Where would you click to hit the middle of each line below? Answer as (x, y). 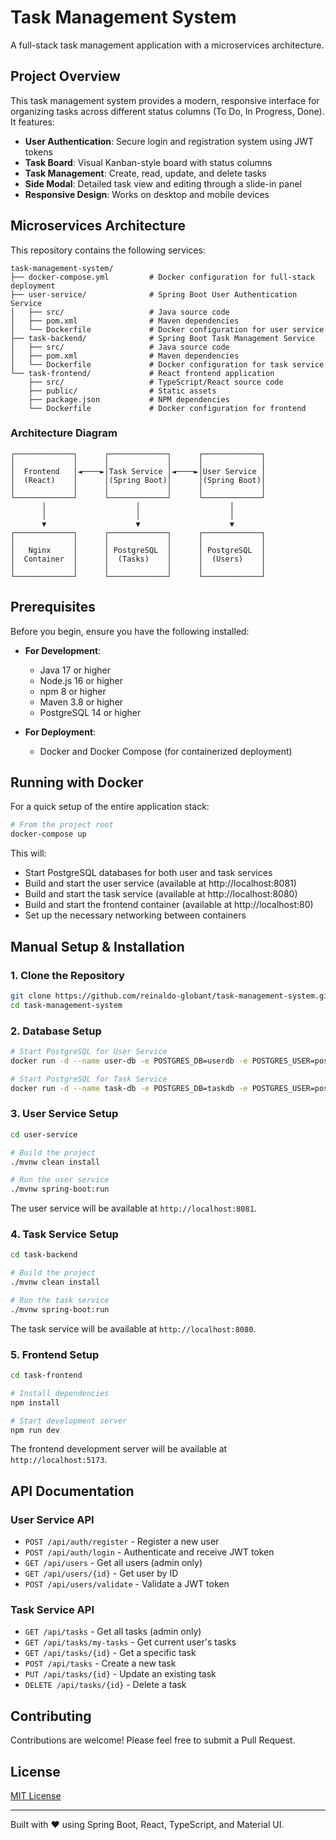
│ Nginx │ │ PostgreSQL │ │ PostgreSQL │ (138, 550)
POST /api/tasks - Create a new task (100, 1663)
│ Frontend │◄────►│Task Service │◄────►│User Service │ (138, 471)
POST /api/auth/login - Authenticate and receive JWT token (149, 1552)
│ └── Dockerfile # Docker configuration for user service (167, 329)
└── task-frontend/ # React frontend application (142, 373)
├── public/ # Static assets (122, 391)
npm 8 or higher (73, 691)
